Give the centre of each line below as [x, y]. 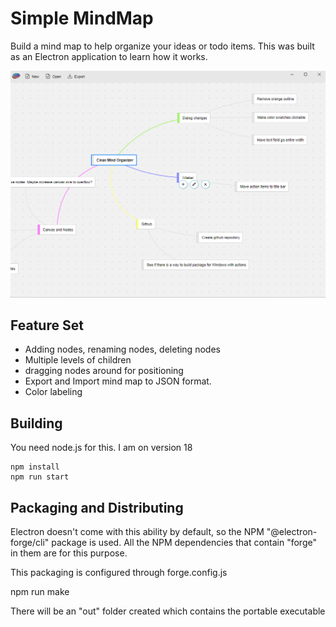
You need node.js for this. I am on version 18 [101, 448]
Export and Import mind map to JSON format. [118, 381]
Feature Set [47, 325]
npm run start [40, 477]
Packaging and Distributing [97, 507]
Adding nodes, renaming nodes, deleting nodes [122, 349]
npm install [35, 467]
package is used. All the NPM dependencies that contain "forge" [184, 543]
